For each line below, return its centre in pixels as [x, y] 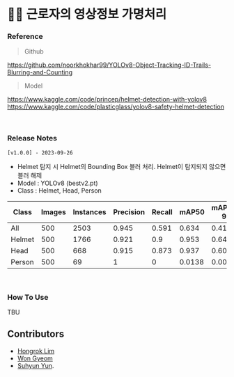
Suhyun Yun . [36, 365]
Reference [25, 37]
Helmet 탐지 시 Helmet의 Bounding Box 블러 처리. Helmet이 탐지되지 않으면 [122, 166]
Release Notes [32, 138]
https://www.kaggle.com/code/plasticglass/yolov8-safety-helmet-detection [116, 107]
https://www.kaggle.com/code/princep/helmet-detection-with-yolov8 [107, 99]
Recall [162, 211]
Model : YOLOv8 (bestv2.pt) [58, 183]
